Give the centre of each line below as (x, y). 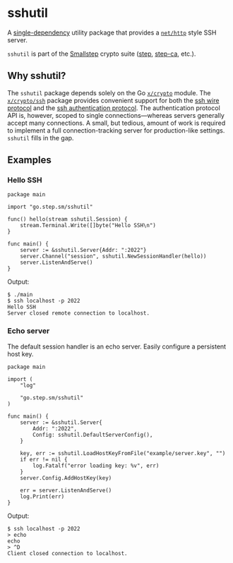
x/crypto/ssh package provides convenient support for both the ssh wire (113, 100)
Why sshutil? (37, 76)
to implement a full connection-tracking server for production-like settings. (116, 130)
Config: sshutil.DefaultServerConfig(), (93, 435)
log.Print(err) (42, 496)
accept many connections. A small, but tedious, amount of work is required (116, 123)
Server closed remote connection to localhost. (79, 313)
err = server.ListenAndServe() (66, 490)
